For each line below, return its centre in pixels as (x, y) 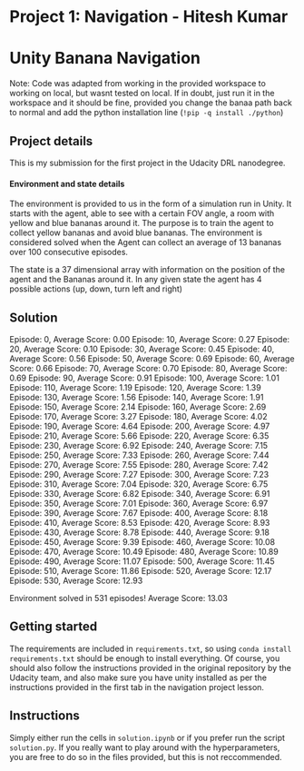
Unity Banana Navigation (105, 59)
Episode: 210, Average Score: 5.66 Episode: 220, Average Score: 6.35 (139, 435)
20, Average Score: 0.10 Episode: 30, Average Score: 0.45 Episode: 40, (142, 349)
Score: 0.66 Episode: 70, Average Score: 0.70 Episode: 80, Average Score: (148, 368)
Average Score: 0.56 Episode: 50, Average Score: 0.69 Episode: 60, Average (152, 358)
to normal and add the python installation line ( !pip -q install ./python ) (147, 113)
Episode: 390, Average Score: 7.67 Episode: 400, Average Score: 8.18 (139, 513)
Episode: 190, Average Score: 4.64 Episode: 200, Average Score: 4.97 (140, 426)
